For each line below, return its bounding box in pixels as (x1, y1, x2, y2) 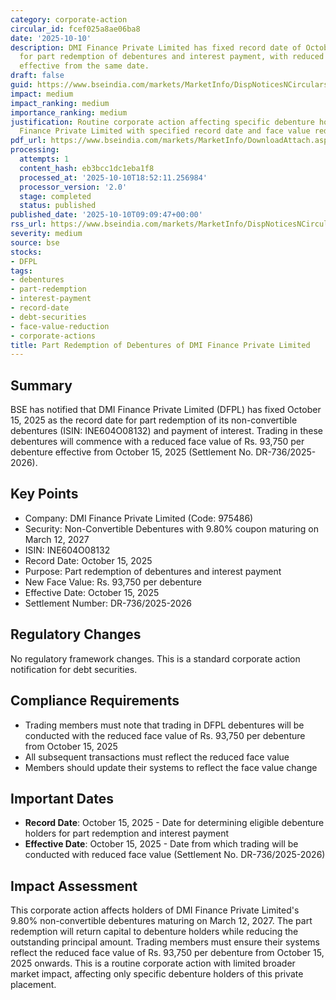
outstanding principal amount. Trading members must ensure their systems (10, 936, 320, 948)
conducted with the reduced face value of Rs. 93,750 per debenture (24, 729, 306, 741)
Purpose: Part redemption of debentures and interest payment (24, 565, 282, 577)
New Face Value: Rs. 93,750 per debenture (24, 576, 202, 588)
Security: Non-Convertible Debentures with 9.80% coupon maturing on (24, 522, 319, 535)
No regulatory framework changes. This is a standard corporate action (10, 652, 301, 665)
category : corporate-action (10, 14, 128, 25)
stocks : (10, 247, 43, 257)
